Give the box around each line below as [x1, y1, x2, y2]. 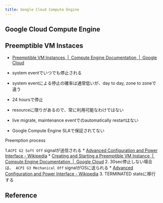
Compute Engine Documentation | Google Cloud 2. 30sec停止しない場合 [5, 159, 152, 165]
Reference [5, 191, 37, 200]
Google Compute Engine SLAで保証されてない [12, 128, 105, 133]
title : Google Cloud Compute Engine [5, 7, 79, 12]
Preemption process [5, 137, 46, 143]
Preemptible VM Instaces [5, 42, 84, 50]
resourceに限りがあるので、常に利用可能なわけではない [12, 107, 124, 112]
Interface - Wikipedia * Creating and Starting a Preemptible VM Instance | [5, 153, 154, 159]
